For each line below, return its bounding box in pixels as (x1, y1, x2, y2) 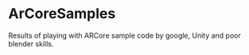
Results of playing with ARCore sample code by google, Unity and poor (8, 31, 241, 40)
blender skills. (8, 38, 54, 48)
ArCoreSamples (8, 5, 116, 23)
